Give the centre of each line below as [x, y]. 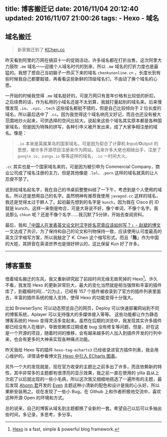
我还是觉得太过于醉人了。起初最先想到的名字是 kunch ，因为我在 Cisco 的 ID [82, 202]
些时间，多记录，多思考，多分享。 [40, 414]
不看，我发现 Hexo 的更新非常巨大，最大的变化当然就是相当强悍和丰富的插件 [83, 285]
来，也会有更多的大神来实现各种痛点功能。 [49, 339]
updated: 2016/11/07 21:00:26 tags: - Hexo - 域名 [82, 18]
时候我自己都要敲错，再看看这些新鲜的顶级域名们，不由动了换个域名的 [81, 79]
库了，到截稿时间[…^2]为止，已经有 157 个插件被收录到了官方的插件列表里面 [83, 291]
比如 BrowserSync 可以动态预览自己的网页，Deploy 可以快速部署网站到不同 [82, 308]
